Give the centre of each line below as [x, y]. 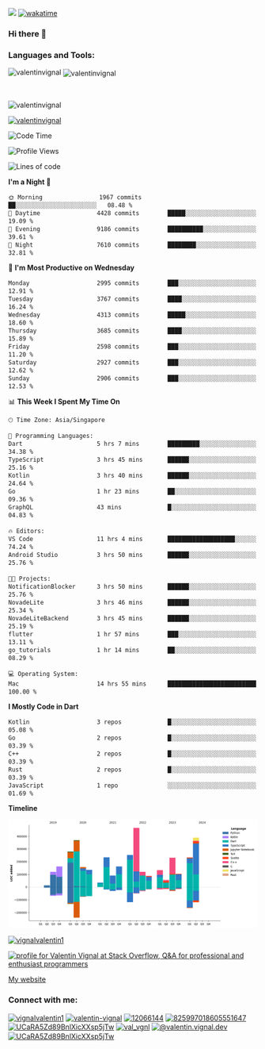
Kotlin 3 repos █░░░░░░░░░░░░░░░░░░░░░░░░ [132, 722]
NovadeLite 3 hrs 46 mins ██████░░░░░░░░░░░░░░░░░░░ [132, 602]
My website [27, 979]
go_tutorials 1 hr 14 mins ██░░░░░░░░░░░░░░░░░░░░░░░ [132, 650]
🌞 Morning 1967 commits [75, 197]
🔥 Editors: [26, 531]
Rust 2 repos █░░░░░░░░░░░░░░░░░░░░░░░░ [132, 770]
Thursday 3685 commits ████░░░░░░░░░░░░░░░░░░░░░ [132, 330]
